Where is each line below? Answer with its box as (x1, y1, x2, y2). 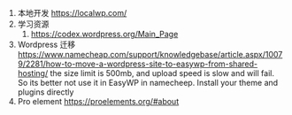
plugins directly (17, 87, 74, 97)
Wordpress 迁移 (17, 39, 76, 50)
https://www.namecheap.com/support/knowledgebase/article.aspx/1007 (17, 50, 283, 59)
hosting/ (17, 68, 49, 78)
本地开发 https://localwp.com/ (17, 8, 127, 18)
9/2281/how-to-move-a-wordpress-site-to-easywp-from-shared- (17, 58, 258, 69)
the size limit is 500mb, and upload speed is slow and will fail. (50, 68, 274, 78)
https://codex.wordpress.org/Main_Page (30, 29, 179, 39)
